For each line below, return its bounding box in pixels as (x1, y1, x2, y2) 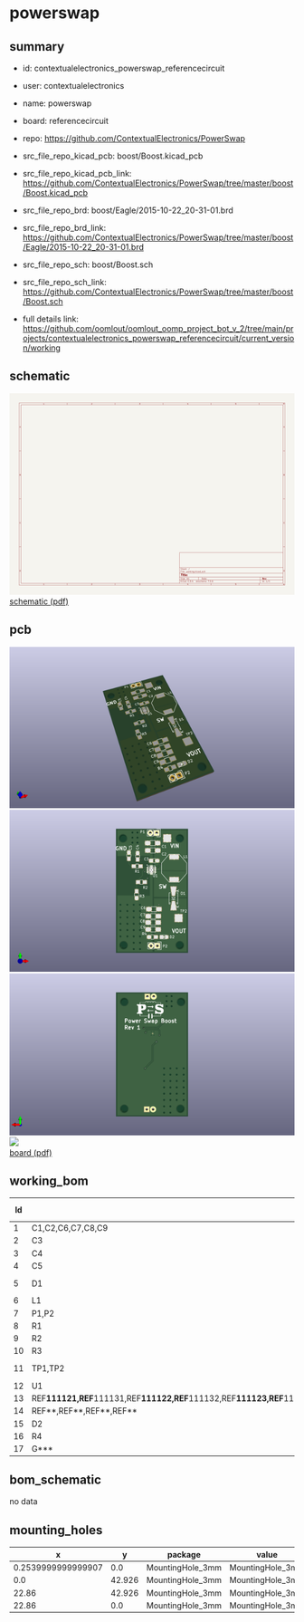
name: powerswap (22, 98, 92, 109)
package (166, 1549, 202, 1560)
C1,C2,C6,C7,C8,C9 (31, 1223, 109, 1233)
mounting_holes (9, 1522, 103, 1538)
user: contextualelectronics (22, 81, 125, 91)
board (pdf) (9, 1147, 52, 1157)
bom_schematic (9, 1473, 102, 1488)
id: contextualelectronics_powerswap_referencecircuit (22, 62, 225, 73)
